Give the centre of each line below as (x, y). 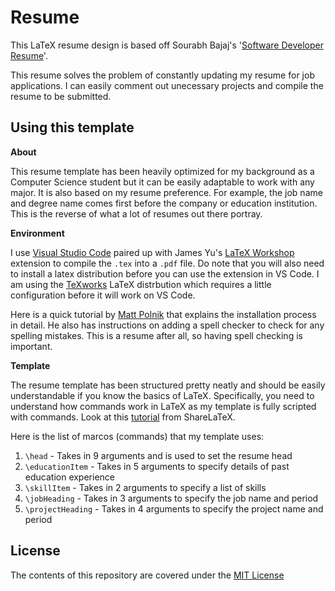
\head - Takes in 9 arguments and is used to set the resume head (158, 455)
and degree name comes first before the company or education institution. (164, 203)
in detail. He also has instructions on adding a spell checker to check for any (167, 325)
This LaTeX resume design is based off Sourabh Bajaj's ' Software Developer (167, 45)
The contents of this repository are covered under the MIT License (147, 575)
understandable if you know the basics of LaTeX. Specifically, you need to (162, 395)
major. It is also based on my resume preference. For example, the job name (166, 192)
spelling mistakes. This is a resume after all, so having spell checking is (156, 335)
